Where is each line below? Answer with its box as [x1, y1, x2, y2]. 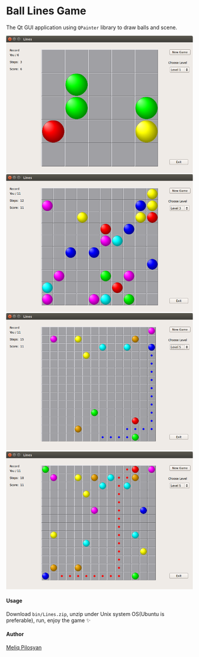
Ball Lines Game [6, 4, 86, 18]
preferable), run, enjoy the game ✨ [6, 617, 91, 624]
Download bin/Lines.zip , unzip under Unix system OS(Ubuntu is [6, 610, 165, 617]
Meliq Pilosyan [6, 644, 42, 651]
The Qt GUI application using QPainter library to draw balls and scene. [6, 24, 178, 31]
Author [6, 631, 24, 638]
